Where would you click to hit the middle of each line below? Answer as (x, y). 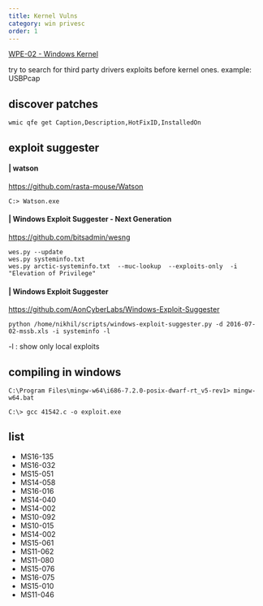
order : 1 (23, 31)
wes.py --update (36, 252)
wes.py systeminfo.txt (47, 259)
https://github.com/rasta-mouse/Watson (76, 186)
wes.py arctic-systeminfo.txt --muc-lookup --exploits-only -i (123, 266)
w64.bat (22, 398)
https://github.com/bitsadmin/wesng (69, 237)
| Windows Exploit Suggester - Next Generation (90, 219)
